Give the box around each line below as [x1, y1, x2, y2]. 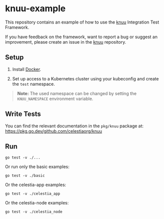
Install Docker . [12, 66, 41, 72]
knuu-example [5, 3, 66, 14]
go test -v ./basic [5, 173, 45, 178]
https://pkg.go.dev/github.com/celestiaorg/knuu [5, 128, 102, 134]
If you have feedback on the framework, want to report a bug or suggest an [5, 34, 158, 40]
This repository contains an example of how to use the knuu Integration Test [5, 19, 160, 25]
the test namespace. [12, 81, 55, 87]
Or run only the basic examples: [5, 164, 70, 170]
